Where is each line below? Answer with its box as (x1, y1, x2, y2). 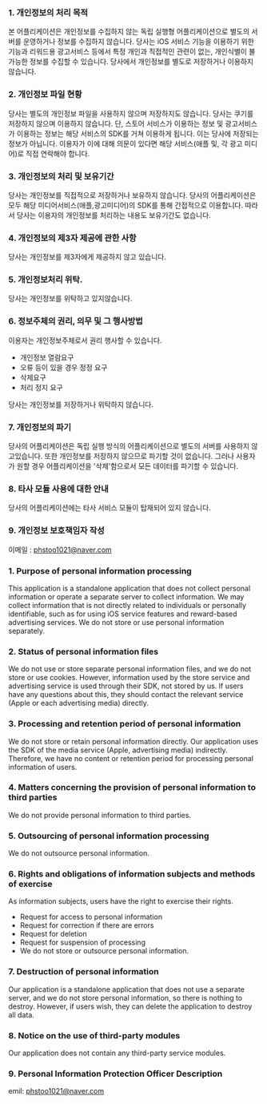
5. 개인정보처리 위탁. (8, 274, 83, 285)
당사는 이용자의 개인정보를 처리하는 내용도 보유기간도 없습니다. (16, 210, 212, 220)
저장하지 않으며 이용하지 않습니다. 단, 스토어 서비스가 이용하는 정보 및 (8, 119, 224, 128)
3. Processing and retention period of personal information (8, 719, 241, 730)
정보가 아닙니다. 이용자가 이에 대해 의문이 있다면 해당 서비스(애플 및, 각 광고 (8, 139, 243, 148)
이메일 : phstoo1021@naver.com (8, 545, 112, 554)
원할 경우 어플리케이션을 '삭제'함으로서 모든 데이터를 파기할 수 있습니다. (16, 461, 239, 471)
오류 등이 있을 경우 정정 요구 (19, 362, 108, 372)
